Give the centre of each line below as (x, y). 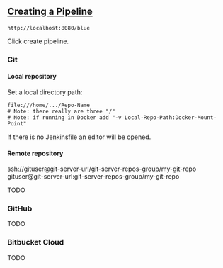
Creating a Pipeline (50, 12)
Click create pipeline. (38, 41)
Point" (17, 123)
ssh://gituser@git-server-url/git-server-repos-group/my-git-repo (102, 169)
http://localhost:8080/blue (49, 28)
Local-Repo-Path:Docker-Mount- (171, 117)
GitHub (20, 208)
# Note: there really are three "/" (61, 111)
